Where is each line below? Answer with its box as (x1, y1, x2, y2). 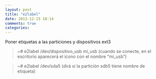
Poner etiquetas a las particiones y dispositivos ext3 (5, 39, 111, 45)
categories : (5, 26, 30, 30)
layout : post (5, 7, 32, 12)
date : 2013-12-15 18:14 (5, 16, 54, 21)
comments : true (5, 21, 36, 26)
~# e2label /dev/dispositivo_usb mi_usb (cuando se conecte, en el (17, 49, 152, 54)
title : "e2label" (5, 12, 41, 17)
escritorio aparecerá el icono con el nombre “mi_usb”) (17, 53, 127, 59)
